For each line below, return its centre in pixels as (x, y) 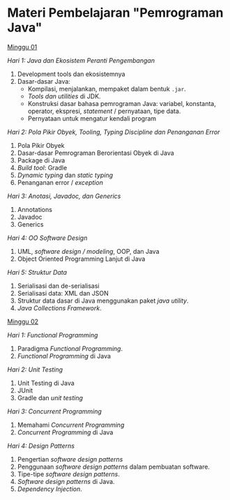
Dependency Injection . (49, 489)
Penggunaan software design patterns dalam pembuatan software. (114, 467)
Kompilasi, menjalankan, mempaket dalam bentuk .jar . (107, 89)
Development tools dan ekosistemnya (71, 74)
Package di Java (41, 160)
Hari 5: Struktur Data (37, 272)
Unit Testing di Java (46, 383)
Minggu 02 (23, 321)
